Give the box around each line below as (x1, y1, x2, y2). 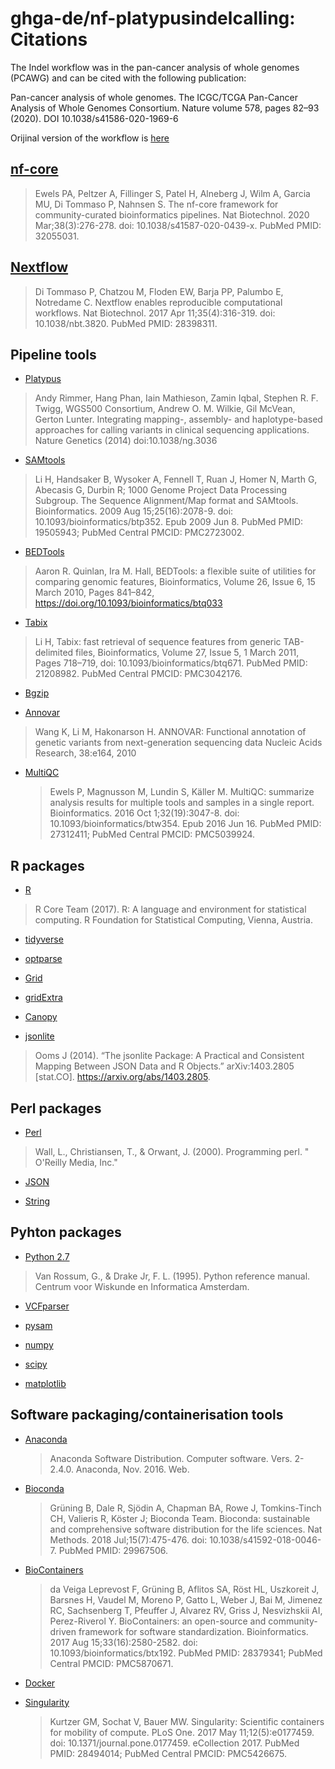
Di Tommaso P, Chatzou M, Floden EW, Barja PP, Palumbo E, (34, 285, 284, 297)
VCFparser (24, 1300, 70, 1312)
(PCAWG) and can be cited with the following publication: (10, 72, 247, 84)
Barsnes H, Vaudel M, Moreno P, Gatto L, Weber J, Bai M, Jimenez (49, 1593, 323, 1606)
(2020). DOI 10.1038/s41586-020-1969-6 (10, 112, 179, 124)
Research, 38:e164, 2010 (34, 747, 137, 759)
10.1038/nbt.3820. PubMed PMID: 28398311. (34, 317, 218, 329)
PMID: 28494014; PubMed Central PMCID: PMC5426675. (49, 1747, 287, 1759)
